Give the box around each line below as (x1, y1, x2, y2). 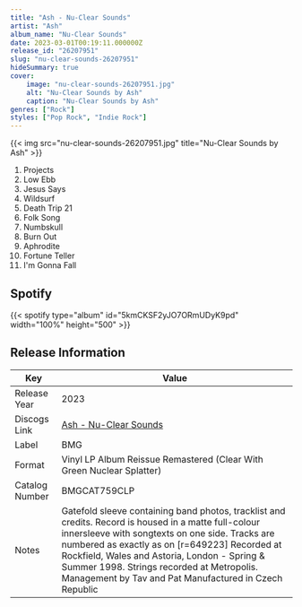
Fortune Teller (22, 250, 75, 261)
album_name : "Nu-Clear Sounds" (10, 30, 127, 39)
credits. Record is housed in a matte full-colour (61, 516, 261, 528)
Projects (22, 165, 55, 176)
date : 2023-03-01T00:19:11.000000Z (10, 38, 143, 48)
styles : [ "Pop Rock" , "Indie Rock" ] (10, 113, 147, 122)
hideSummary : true (10, 64, 79, 73)
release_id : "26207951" (10, 47, 99, 56)
